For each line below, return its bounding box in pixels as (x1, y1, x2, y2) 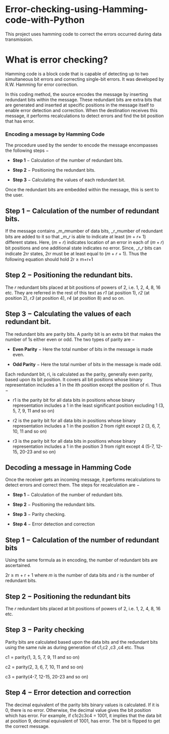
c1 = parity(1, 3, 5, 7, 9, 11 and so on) (5, 654, 80, 660)
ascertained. (5, 562, 31, 568)
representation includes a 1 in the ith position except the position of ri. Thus (5, 382, 161, 388)
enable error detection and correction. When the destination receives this (5, 107, 158, 113)
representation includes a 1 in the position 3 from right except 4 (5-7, (12, 443, 155, 449)
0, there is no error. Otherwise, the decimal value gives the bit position (5, 707, 151, 713)
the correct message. (5, 723, 50, 729)
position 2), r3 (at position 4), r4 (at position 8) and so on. (5, 295, 125, 301)
